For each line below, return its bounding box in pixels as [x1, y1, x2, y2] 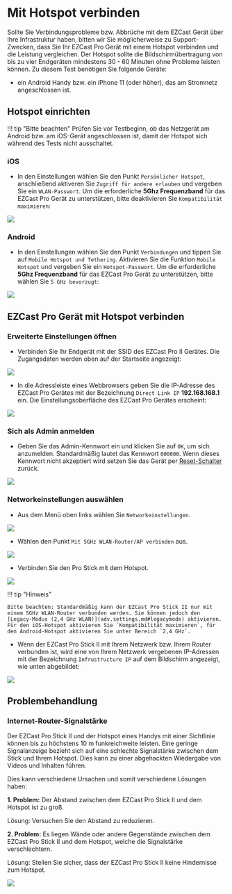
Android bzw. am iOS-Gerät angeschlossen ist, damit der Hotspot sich [7, 131, 208, 140]
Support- [172, 35, 199, 43]
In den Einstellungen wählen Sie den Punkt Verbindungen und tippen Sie [17, 248, 222, 257]
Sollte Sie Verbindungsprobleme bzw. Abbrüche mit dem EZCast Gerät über [7, 28, 224, 36]
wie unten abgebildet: [17, 662, 80, 670]
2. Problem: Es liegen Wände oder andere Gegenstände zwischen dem [7, 830, 210, 838]
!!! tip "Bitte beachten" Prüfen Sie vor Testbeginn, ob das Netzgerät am [7, 124, 210, 133]
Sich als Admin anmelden [7, 426, 95, 436]
